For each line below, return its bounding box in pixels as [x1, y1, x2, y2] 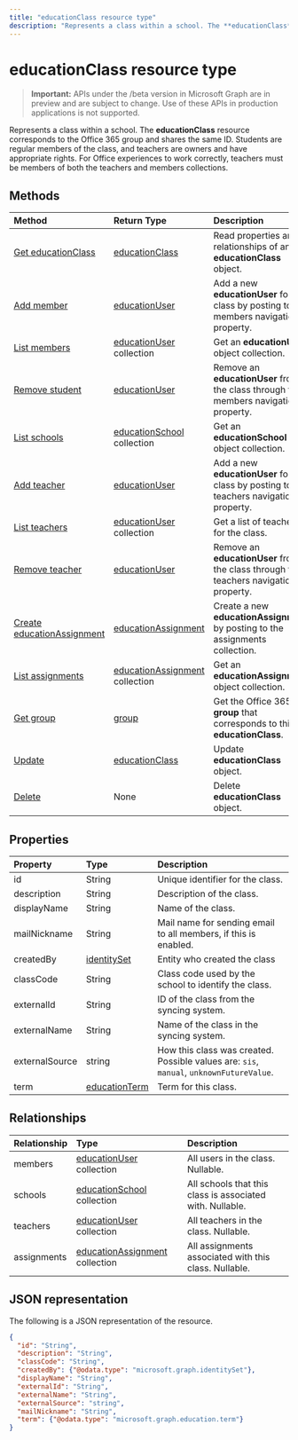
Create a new [213, 600, 269, 612]
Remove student [13, 383, 82, 396]
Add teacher [13, 479, 66, 492]
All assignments [187, 1239, 254, 1252]
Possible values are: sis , [157, 1055, 259, 1067]
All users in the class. [187, 1152, 276, 1164]
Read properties [213, 230, 281, 242]
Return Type [114, 215, 167, 227]
